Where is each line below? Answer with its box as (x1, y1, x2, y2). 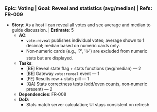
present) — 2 (26, 86, 53, 92)
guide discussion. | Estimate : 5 (11, 27, 74, 33)
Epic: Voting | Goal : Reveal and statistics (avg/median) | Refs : (4, 5, 153, 12)
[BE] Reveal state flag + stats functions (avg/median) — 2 (26, 66, 141, 72)
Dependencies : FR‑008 (18, 92, 67, 97)
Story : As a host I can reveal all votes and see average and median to (11, 22, 151, 28)
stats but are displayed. (26, 55, 73, 61)
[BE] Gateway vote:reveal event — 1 (26, 71, 100, 76)
